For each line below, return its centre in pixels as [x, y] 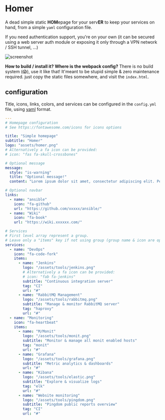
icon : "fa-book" [31, 218]
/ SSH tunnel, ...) [22, 47]
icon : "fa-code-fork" [36, 254]
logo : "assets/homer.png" [31, 145]
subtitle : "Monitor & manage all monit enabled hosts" [80, 341]
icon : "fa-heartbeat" [36, 322]
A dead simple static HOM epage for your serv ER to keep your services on [80, 22]
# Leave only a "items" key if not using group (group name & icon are [80, 240]
